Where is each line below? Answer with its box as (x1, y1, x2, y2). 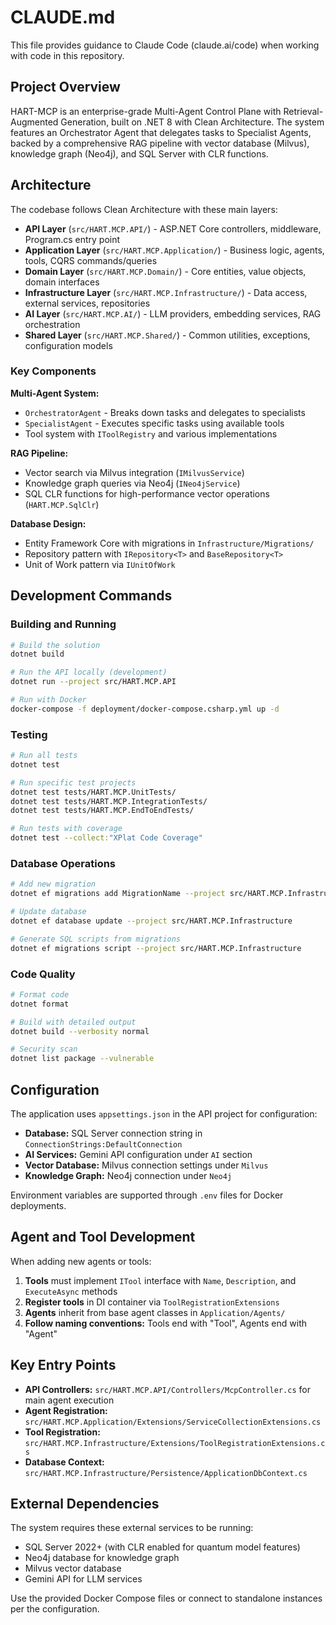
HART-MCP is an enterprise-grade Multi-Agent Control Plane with (10, 105, 282, 117)
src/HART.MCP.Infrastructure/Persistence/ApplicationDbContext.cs (24, 1468, 308, 1478)
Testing (10, 727, 48, 741)
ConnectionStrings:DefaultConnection (24, 1140, 183, 1150)
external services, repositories (24, 297, 151, 309)
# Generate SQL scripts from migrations (10, 934, 182, 944)
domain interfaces (24, 276, 100, 288)
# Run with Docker (10, 695, 87, 705)
